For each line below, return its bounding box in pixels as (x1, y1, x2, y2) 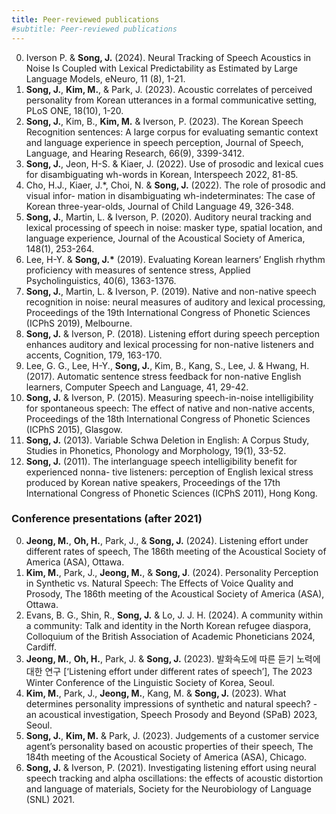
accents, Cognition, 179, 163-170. (25, 349, 163, 361)
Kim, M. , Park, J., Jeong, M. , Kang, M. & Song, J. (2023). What (25, 687, 287, 699)
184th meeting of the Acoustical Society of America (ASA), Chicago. (25, 751, 308, 763)
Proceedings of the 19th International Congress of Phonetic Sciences (25, 306, 311, 318)
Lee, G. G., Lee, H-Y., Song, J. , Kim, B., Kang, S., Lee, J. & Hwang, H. (25, 359, 310, 371)
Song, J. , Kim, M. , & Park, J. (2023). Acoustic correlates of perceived (25, 83, 313, 95)
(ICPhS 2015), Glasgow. (25, 423, 123, 435)
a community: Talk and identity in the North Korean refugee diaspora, (25, 619, 311, 631)
